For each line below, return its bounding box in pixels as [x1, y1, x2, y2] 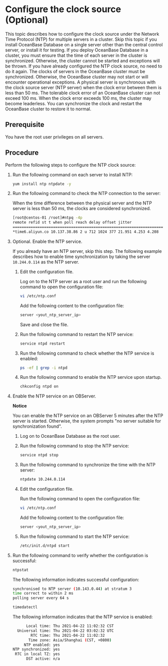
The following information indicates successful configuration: [12, 576, 139, 582]
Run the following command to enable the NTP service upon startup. [20, 374, 162, 380]
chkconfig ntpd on [20, 384, 59, 389]
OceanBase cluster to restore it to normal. [5, 106, 92, 112]
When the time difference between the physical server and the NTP [12, 200, 152, 206]
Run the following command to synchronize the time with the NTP [20, 462, 156, 468]
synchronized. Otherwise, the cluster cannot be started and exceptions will [5, 57, 160, 63]
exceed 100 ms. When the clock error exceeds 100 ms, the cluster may [5, 95, 151, 101]
